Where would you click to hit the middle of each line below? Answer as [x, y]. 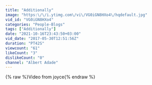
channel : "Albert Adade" [32, 62]
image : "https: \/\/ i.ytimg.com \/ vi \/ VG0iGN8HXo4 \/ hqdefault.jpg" [76, 15]
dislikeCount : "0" [25, 58]
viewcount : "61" [23, 48]
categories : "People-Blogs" [35, 24]
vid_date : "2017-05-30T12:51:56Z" [42, 39]
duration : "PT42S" [25, 44]
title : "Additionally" [29, 10]
